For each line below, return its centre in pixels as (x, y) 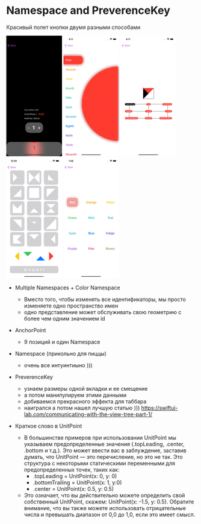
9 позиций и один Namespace (62, 342)
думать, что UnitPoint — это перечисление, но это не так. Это (103, 456)
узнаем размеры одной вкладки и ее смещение (86, 388)
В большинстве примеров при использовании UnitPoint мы (100, 437)
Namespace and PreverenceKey (88, 11)
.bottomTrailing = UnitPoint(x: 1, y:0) (77, 482)
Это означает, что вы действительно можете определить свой (104, 495)
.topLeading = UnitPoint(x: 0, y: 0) (75, 476)
